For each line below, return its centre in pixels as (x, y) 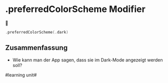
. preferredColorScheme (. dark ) (37, 32)
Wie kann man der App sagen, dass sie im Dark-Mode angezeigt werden (88, 60)
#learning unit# (21, 75)
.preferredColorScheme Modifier (75, 9)
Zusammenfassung (36, 48)
